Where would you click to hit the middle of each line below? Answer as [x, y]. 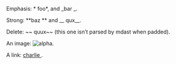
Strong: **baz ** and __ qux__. [44, 20]
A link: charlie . [25, 55]
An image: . [30, 43]
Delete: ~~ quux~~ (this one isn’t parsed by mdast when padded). [88, 32]
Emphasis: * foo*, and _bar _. [42, 9]
